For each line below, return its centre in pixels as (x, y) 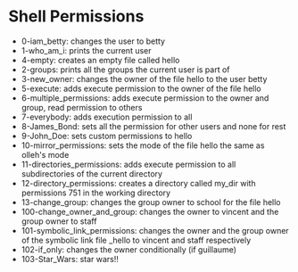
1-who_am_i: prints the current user (87, 50)
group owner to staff (59, 221)
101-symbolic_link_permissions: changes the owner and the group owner (155, 230)
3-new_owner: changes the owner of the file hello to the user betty (144, 78)
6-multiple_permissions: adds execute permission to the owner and (145, 98)
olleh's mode (45, 154)
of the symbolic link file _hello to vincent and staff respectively (136, 240)
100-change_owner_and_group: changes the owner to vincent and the (150, 211)
